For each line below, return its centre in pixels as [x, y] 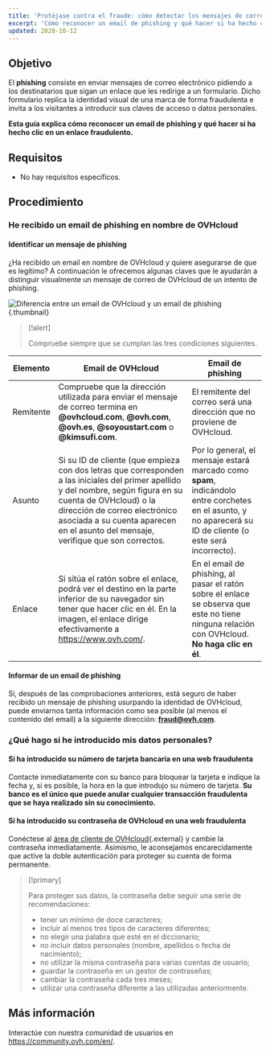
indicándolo [214, 490]
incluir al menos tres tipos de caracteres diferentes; [125, 929]
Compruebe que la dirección [112, 387]
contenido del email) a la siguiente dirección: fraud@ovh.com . [112, 719]
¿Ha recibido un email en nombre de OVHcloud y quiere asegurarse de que [133, 262]
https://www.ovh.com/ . [102, 638]
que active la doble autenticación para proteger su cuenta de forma [120, 856]
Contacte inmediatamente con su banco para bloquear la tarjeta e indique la [134, 777]
